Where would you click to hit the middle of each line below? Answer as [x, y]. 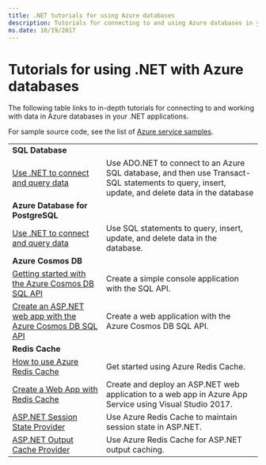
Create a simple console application [172, 279]
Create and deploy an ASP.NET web [173, 384]
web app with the [44, 316]
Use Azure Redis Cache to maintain [171, 418]
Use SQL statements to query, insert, [174, 229]
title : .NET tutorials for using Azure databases [92, 15]
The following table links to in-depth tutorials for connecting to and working [131, 108]
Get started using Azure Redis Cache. [175, 367]
